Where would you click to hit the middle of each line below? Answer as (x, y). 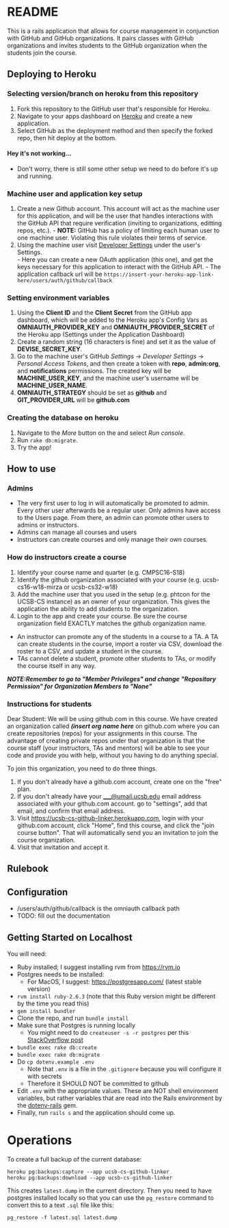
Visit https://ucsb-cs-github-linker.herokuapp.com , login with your (110, 818)
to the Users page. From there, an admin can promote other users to (113, 518)
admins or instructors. (48, 525)
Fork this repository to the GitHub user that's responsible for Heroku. (113, 109)
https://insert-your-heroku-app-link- (159, 275)
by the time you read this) (53, 1003)
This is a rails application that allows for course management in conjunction (113, 31)
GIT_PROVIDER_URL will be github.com (73, 400)
